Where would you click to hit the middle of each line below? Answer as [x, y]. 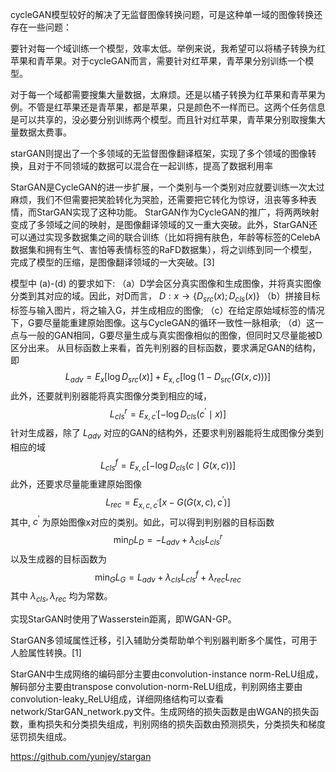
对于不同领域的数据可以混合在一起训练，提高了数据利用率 [154, 166]
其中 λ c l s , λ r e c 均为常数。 [61, 597]
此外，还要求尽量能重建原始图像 [76, 484]
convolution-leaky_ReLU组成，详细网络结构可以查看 [117, 699]
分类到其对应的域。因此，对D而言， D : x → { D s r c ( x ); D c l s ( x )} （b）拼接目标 [165, 297]
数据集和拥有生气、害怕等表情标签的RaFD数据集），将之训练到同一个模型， [164, 249]
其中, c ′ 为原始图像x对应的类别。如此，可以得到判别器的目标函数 [142, 521]
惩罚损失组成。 [41, 737]
